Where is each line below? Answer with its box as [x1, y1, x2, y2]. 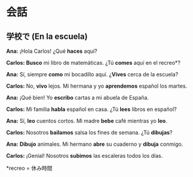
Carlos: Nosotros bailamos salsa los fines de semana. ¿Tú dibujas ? [6, 129, 173, 136]
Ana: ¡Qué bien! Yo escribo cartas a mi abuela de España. [6, 94, 149, 101]
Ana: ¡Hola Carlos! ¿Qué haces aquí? [6, 47, 97, 55]
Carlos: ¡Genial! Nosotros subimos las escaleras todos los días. [6, 152, 163, 159]
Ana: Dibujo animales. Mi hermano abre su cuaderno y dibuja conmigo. [6, 140, 183, 148]
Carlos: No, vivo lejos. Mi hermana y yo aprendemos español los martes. [6, 82, 188, 89]
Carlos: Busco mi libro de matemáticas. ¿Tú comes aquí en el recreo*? [6, 59, 181, 66]
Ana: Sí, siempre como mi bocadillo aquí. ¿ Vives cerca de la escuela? [6, 71, 179, 78]
